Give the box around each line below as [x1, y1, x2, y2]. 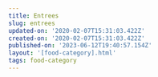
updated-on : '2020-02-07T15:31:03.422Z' [8, 26, 146, 34]
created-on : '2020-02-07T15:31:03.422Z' [8, 34, 146, 43]
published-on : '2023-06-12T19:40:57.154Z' [8, 42, 152, 50]
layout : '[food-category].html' [8, 49, 116, 57]
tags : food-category [8, 57, 78, 65]
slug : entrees [8, 19, 56, 27]
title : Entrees [8, 11, 59, 20]
